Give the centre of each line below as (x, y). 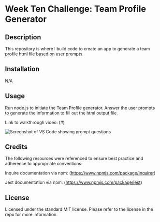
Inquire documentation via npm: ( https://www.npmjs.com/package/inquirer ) (80, 173)
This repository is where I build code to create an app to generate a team (78, 49)
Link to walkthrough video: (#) (35, 122)
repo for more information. (31, 215)
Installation (22, 69)
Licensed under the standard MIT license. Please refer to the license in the (79, 209)
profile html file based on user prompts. (44, 54)
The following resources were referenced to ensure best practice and (74, 159)
